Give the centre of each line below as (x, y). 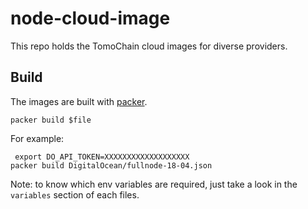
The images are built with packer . (79, 101)
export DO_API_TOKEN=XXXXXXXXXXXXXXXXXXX (102, 157)
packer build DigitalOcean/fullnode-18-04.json (111, 165)
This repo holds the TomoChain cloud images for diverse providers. (149, 46)
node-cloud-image (90, 18)
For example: (37, 138)
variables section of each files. (75, 194)
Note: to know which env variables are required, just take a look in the (154, 184)
